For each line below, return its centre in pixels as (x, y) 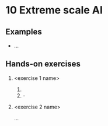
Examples (24, 32)
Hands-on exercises (43, 64)
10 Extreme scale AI (54, 10)
